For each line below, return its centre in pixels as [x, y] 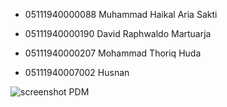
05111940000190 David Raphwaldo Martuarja [118, 33]
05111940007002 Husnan [77, 72]
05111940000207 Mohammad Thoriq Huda [113, 53]
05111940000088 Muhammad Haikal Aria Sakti [121, 14]
